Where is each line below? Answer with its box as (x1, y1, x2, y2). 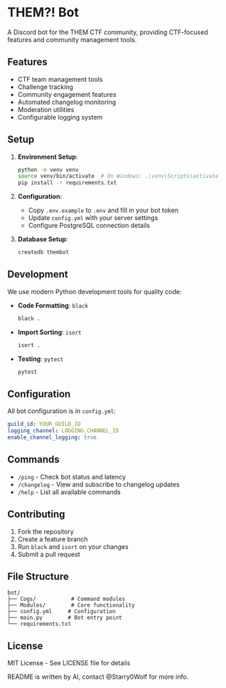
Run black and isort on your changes (17, 542, 129, 551)
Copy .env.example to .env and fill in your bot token (28, 206, 179, 214)
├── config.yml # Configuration (7, 608, 116, 615)
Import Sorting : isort (17, 328, 82, 336)
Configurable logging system (17, 113, 103, 121)
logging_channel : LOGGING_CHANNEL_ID (7, 427, 119, 434)
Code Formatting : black (17, 301, 89, 310)
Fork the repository (17, 527, 75, 536)
